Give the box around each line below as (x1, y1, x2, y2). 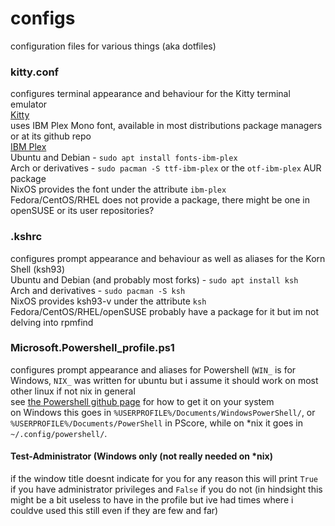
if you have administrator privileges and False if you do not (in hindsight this (10, 483, 323, 496)
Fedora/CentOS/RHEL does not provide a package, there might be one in (10, 194, 310, 206)
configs (10, 7, 76, 30)
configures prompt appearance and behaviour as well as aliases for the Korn (10, 252, 326, 264)
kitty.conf (10, 65, 60, 79)
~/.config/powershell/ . (10, 427, 108, 439)
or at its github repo (10, 130, 92, 142)
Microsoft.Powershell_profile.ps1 (10, 341, 175, 355)
